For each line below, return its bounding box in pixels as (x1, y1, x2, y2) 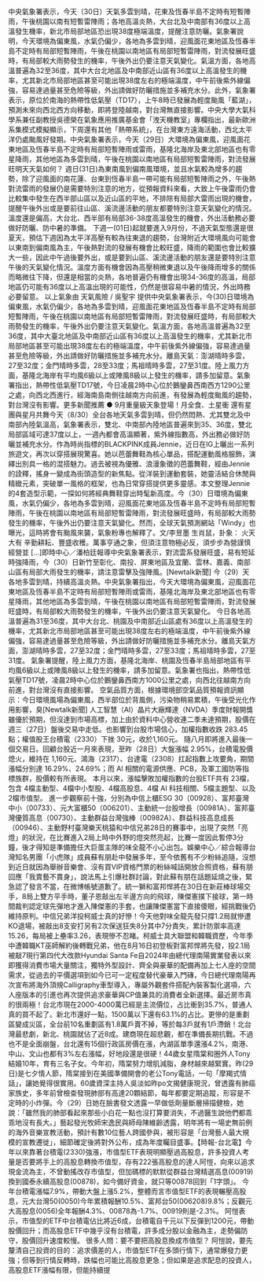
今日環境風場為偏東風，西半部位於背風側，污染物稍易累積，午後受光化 (21, 695, 249, 704)
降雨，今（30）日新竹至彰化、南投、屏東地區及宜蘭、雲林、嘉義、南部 (21, 558, 251, 566)
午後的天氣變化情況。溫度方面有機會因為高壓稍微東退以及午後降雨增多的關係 (8, 263, 256, 271)
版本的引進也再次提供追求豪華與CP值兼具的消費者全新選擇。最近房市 (21, 990, 245, 999)
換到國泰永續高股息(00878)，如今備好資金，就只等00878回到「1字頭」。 (8, 1177, 241, 1186)
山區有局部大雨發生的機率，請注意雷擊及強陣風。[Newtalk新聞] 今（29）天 (8, 567, 250, 577)
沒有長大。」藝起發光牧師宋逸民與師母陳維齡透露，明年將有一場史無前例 (21, 1118, 253, 1127)
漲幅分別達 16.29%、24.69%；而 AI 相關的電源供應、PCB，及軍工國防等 (8, 764, 243, 773)
